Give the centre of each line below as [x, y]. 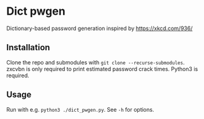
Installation [28, 48]
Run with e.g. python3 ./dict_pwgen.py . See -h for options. [80, 109]
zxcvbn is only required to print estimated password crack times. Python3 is [102, 69]
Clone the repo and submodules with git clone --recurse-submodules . [96, 62]
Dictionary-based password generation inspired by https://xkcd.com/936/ [100, 28]
